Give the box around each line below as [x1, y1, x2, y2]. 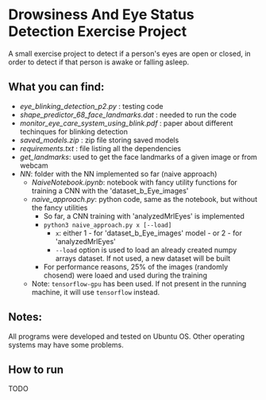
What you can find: [8, 80, 105, 94]
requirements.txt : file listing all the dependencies [19, 143, 181, 153]
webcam [19, 161, 48, 170]
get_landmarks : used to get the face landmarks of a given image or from [19, 152, 258, 161]
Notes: [8, 310, 42, 324]
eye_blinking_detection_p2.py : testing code [19, 101, 164, 111]
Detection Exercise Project [8, 22, 187, 41]
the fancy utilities [31, 203, 88, 212]
